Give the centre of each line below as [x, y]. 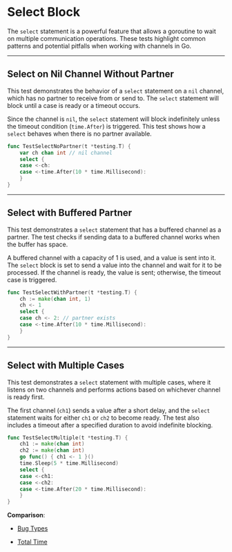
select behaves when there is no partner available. [79, 134]
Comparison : [26, 515]
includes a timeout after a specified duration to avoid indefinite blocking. [110, 425]
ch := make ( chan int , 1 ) [55, 299]
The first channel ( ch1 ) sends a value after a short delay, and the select [109, 410]
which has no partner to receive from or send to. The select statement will [113, 98]
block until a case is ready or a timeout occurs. [74, 105]
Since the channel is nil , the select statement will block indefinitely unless [114, 119]
